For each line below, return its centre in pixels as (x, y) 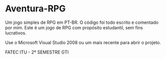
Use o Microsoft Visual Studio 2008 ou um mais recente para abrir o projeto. (83, 42)
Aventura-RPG (35, 9)
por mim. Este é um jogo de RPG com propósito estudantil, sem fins (74, 27)
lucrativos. (16, 33)
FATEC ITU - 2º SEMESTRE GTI (37, 52)
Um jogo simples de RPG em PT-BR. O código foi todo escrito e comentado (82, 22)
